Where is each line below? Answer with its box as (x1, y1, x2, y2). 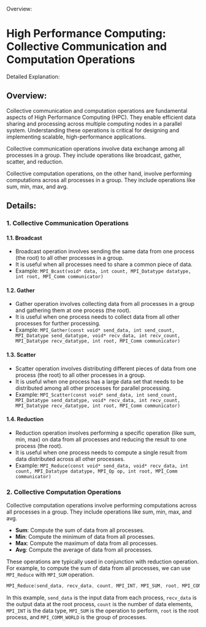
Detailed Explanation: (6, 73, 60, 80)
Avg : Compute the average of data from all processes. (15, 546, 153, 553)
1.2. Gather (6, 286, 35, 294)
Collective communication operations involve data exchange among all (6, 145, 185, 152)
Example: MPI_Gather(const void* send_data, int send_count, (15, 326, 175, 333)
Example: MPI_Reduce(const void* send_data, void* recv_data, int (15, 462, 189, 469)
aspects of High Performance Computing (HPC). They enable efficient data (6, 113, 196, 121)
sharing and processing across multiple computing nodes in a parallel (6, 120, 182, 127)
